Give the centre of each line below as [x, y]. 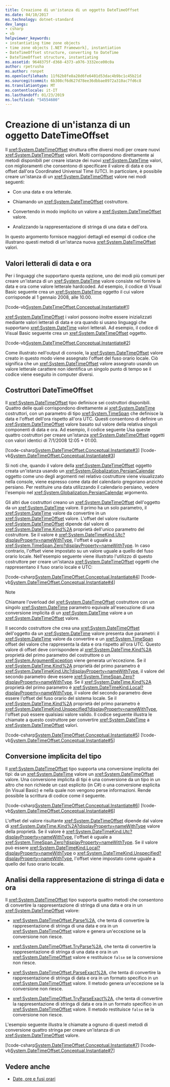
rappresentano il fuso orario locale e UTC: [49, 567]
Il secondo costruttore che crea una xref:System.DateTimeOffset [73, 628]
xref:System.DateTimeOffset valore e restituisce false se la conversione [88, 957]
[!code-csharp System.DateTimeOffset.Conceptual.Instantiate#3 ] [73, 450]
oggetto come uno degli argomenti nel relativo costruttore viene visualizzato [85, 476]
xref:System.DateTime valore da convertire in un [56, 513]
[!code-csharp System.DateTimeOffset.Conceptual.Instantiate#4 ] [73, 577]
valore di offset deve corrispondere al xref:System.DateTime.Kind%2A [78, 649]
